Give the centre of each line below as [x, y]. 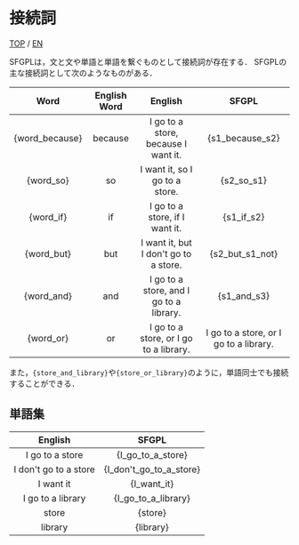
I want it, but [167, 243]
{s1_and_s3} [243, 296]
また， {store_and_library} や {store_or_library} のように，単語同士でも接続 [149, 372]
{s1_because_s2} [244, 138]
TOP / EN [26, 43]
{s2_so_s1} [243, 180]
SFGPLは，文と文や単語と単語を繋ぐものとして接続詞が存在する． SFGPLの [148, 61]
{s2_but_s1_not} [244, 253]
